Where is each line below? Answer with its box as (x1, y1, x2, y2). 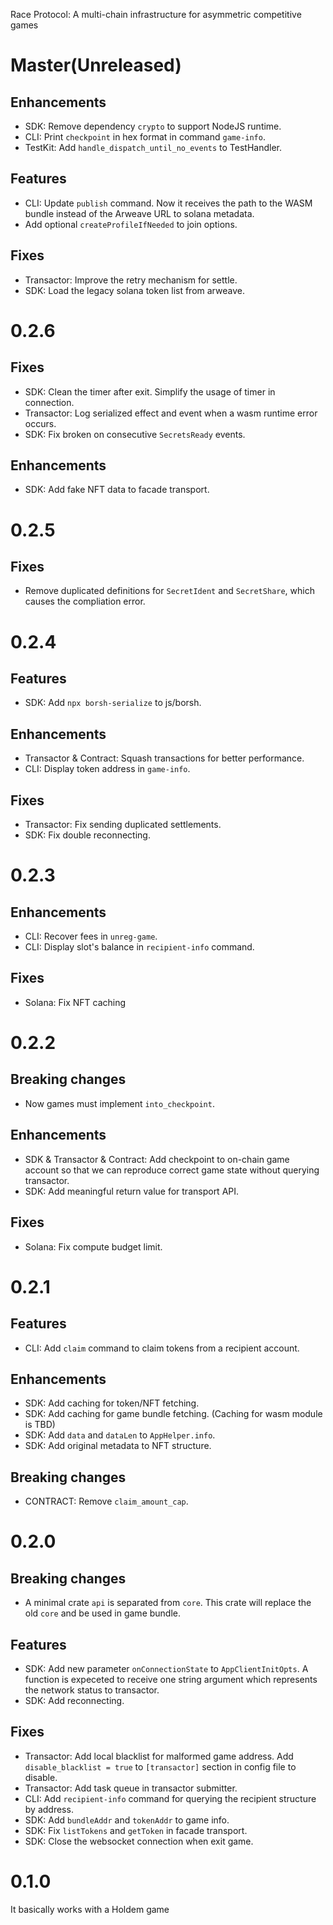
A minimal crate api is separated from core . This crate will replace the (24, 1597, 312, 1609)
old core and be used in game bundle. (24, 1607, 182, 1619)
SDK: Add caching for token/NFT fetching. (24, 1397, 200, 1409)
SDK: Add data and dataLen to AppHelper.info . (24, 1429, 216, 1441)
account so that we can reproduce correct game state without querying (24, 1164, 320, 1176)
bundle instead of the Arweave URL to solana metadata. (24, 207, 255, 219)
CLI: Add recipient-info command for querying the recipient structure (24, 1792, 317, 1804)
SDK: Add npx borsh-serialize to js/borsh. (24, 697, 202, 709)
